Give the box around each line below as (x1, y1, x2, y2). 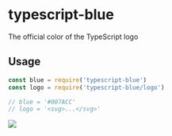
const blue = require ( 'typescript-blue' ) (8, 76, 147, 84)
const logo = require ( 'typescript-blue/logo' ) (8, 84, 165, 91)
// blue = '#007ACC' (8, 98, 77, 106)
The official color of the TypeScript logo (8, 32, 139, 41)
